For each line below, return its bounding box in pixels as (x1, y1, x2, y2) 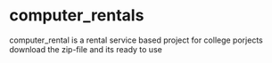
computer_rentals (9, 5, 144, 26)
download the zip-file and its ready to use (9, 43, 162, 54)
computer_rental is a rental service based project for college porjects (9, 35, 263, 45)
